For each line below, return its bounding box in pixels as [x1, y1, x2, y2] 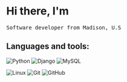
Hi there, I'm [6, 4, 69, 18]
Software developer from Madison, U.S [6, 24, 122, 31]
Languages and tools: [6, 41, 90, 52]
